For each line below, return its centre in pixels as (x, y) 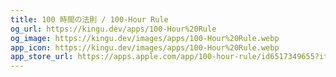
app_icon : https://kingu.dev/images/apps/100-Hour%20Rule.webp (145, 47)
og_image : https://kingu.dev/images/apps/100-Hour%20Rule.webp (145, 38)
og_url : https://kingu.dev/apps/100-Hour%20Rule (113, 29)
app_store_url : (42, 57)
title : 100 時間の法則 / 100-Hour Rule (89, 19)
